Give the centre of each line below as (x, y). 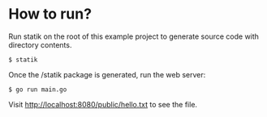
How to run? (50, 14)
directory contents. (40, 44)
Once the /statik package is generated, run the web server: (107, 74)
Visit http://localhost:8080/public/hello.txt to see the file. (103, 104)
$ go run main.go (38, 90)
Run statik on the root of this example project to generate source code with (134, 36)
